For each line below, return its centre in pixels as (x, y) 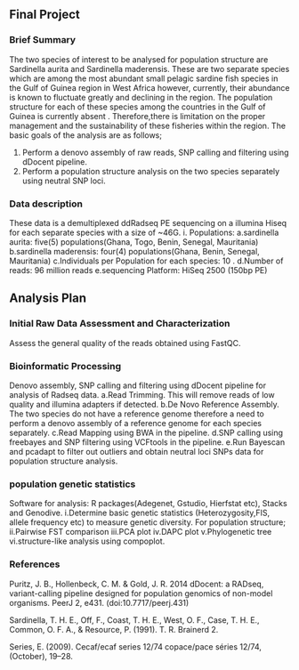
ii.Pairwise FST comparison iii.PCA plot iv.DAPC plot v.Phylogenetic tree (141, 532)
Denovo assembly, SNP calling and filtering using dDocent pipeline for (138, 385)
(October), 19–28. (41, 656)
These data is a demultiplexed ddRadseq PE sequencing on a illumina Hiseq (148, 222)
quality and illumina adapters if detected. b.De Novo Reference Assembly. (145, 404)
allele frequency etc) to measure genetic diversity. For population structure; (148, 522)
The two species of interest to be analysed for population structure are (139, 59)
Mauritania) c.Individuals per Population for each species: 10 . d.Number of (146, 261)
